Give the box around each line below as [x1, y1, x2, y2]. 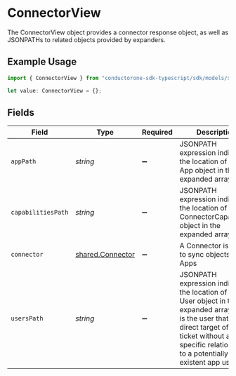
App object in [179, 166, 223, 175]
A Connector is [179, 241, 229, 250]
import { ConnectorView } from [7, 74, 99, 81]
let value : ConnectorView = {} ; [7, 87, 102, 94]
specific [179, 340, 206, 350]
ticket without [179, 331, 225, 341]
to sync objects [179, 250, 230, 260]
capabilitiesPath [11, 208, 69, 217]
